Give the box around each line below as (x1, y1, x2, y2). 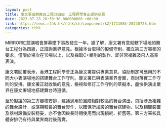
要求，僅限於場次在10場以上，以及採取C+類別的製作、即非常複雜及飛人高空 (5, 52, 159, 58)
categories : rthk (5, 26, 41, 31)
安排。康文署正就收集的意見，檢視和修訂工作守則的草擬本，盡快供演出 (13, 81, 157, 87)
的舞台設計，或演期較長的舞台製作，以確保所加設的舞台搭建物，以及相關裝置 (5, 104, 161, 110)
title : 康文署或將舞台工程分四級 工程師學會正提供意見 (5, 12, 105, 17)
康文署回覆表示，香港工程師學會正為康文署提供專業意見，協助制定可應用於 (5, 69, 157, 75)
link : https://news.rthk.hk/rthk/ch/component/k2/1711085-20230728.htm (5, 21, 156, 26)
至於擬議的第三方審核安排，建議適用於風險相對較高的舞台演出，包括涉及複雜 (5, 98, 161, 104)
